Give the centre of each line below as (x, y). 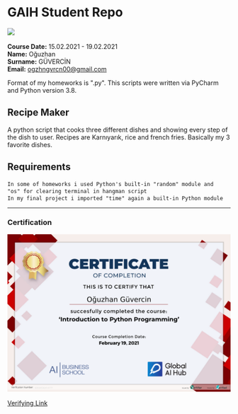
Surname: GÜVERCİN (39, 62)
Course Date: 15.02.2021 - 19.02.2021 (63, 46)
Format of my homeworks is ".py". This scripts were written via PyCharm (113, 83)
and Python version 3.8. (42, 90)
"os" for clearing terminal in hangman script (77, 191)
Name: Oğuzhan (32, 54)
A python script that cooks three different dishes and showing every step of (118, 130)
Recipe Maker (38, 113)
